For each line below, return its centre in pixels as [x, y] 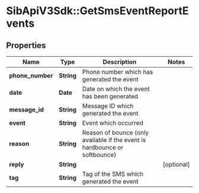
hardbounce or [103, 147]
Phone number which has [118, 72]
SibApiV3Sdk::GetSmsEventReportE [97, 11]
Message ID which [108, 106]
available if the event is [114, 140]
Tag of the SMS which [113, 174]
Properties [26, 45]
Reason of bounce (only [115, 133]
